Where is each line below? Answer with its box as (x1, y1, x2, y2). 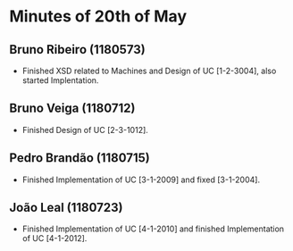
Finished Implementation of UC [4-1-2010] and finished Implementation (21, 223, 284, 234)
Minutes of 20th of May (9, 6, 188, 27)
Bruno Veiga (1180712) (9, 101, 136, 116)
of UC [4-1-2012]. (21, 233, 88, 244)
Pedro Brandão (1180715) (9, 150, 150, 166)
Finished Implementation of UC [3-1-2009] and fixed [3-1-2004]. (21, 174, 261, 185)
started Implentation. (21, 75, 99, 86)
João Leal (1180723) (9, 200, 123, 215)
